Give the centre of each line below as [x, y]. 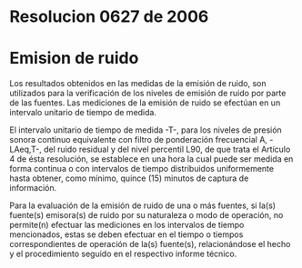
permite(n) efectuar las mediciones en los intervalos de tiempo [127, 225]
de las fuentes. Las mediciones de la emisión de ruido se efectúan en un [145, 103]
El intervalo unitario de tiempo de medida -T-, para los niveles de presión [146, 130]
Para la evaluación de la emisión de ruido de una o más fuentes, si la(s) [142, 205]
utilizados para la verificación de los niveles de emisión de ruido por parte [148, 94]
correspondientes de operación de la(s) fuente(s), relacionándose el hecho [150, 244]
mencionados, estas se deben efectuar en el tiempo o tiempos [126, 234]
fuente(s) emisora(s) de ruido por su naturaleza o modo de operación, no [146, 215]
